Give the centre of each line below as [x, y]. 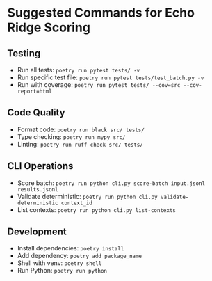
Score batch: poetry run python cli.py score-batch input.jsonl [111, 183]
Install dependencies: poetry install [71, 248]
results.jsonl [38, 189]
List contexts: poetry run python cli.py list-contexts [96, 209]
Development [37, 232]
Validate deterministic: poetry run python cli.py [87, 196]
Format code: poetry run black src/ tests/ [81, 129]
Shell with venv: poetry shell [59, 263]
